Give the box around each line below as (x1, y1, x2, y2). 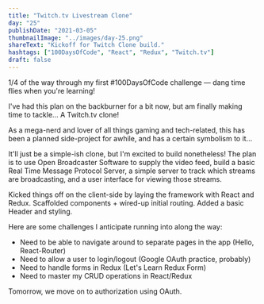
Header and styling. (8, 206, 73, 216)
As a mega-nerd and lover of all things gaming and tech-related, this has (8, 125, 246, 135)
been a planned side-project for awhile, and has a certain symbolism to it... (8, 133, 253, 143)
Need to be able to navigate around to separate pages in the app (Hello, (19, 237, 254, 247)
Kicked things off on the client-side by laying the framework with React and (8, 190, 254, 199)
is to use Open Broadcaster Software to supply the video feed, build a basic (8, 157, 255, 167)
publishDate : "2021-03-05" (8, 26, 98, 34)
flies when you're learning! (8, 86, 95, 95)
